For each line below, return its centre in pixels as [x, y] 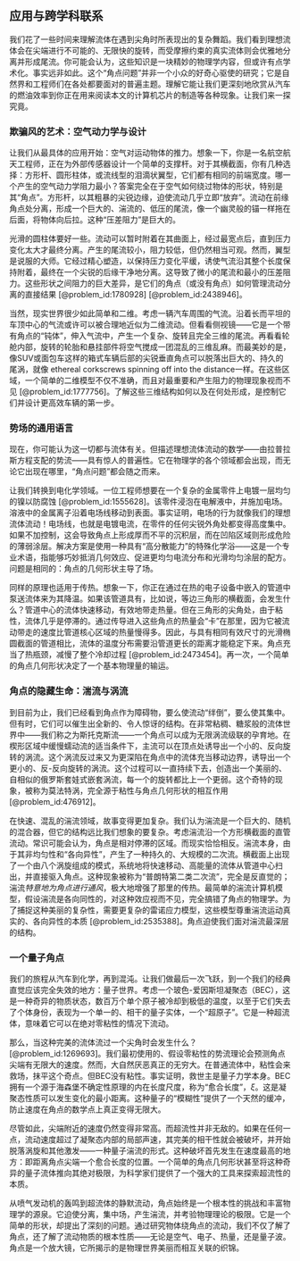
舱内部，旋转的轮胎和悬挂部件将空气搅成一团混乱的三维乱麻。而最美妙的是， [150, 347]
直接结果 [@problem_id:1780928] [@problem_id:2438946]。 [136, 295]
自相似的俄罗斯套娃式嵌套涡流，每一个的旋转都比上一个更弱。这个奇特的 [142, 779]
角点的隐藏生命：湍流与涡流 [69, 691]
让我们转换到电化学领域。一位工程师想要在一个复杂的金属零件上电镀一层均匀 [150, 490]
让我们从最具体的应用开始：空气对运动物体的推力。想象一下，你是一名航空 [146, 153]
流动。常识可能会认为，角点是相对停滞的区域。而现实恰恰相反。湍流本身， [146, 843]
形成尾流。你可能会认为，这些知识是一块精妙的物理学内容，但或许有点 [154, 62]
